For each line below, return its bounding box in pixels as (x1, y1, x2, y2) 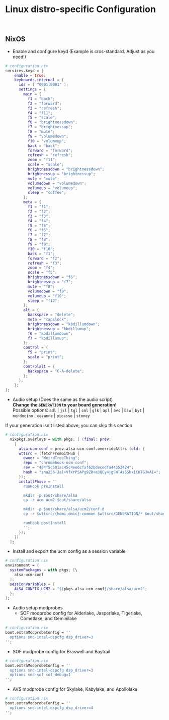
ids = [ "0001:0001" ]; (18, 82, 69, 87)
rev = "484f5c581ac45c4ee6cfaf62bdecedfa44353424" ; (23, 465, 134, 470)
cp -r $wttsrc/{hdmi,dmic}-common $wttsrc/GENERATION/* (23, 511, 143, 517)
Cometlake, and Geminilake (20, 615, 77, 622)
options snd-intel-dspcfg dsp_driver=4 (10, 705, 94, 710)
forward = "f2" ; (27, 256, 62, 261)
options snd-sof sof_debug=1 (10, 673, 71, 678)
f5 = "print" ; (27, 350, 57, 355)
